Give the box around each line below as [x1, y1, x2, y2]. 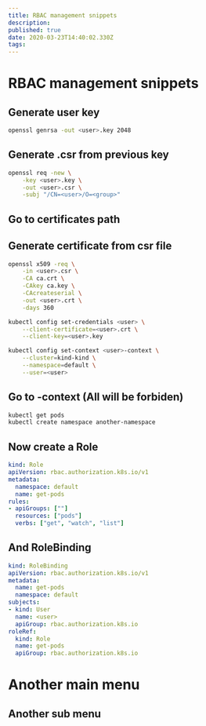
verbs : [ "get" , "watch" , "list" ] [15, 520, 125, 527]
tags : [8, 41, 26, 49]
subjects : [8, 598, 41, 607]
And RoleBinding [8, 541, 92, 554]
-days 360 [22, 304, 55, 312]
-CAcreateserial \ [22, 290, 82, 297]
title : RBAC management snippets [8, 11, 117, 20]
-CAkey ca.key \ [22, 282, 76, 290]
